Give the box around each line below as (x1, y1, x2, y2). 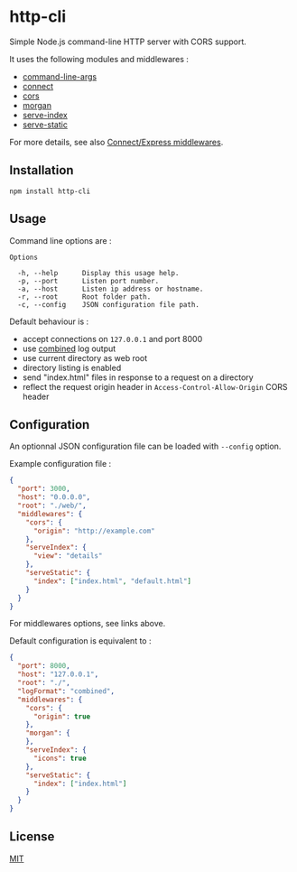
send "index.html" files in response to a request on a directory (22, 372, 255, 383)
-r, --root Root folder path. (17, 292, 152, 301)
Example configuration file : (9, 459, 112, 469)
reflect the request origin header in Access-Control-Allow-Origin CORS (22, 381, 288, 392)
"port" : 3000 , (17, 485, 70, 494)
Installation (9, 162, 74, 178)
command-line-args (22, 70, 97, 82)
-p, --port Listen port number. (17, 276, 160, 285)
